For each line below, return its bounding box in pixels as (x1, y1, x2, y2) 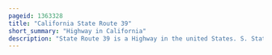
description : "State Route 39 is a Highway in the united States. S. (8, 34, 249, 43)
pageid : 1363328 (8, 11, 63, 20)
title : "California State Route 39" (8, 19, 132, 27)
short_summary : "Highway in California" (8, 27, 147, 35)
